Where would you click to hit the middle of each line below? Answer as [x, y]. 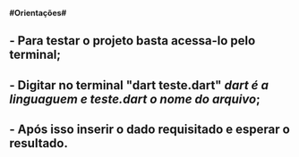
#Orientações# [38, 13]
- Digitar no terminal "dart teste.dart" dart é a [139, 85]
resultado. [39, 143]
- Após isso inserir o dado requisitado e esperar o [150, 130]
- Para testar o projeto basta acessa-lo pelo [132, 41]
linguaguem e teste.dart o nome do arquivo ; [135, 99]
